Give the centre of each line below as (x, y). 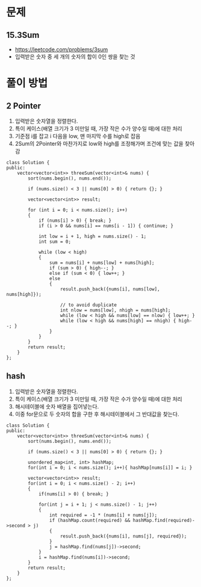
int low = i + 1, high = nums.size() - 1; (92, 236)
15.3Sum (23, 35)
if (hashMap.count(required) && (90, 520)
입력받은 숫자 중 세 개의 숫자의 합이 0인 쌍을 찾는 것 (75, 57)
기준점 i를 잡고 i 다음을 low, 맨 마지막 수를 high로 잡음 (78, 136)
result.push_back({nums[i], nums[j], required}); (123, 536)
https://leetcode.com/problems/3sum (61, 49)
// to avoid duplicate (88, 305)
